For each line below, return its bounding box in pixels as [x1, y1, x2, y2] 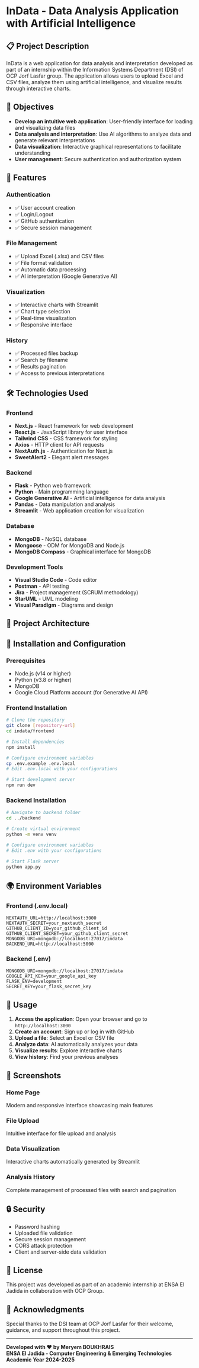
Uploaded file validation [14, 1229, 73, 1236]
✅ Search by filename [14, 357, 68, 364]
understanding [14, 149, 51, 156]
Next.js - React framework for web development [14, 422, 134, 430]
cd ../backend [6, 815, 41, 821]
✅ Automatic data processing [14, 265, 87, 273]
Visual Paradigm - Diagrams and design [14, 601, 114, 608]
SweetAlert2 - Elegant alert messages [14, 454, 110, 461]
